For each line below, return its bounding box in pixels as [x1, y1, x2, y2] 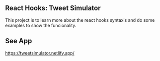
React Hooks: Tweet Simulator [5, 4, 101, 12]
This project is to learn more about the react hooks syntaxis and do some [5, 17, 155, 23]
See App [5, 37, 32, 45]
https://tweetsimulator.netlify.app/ [5, 50, 75, 56]
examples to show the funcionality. [5, 22, 77, 28]
